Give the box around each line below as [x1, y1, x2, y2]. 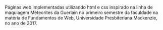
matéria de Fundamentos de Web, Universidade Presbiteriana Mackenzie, [5, 15, 157, 20]
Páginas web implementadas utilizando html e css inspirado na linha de [5, 4, 153, 10]
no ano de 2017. [5, 20, 38, 26]
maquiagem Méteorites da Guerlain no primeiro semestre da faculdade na [5, 9, 158, 15]
